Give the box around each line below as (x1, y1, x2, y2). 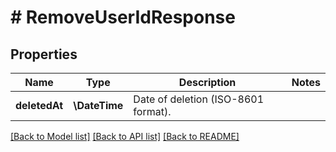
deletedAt (15, 99, 64, 112)
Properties (10, 46, 78, 63)
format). (133, 105, 172, 118)
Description (178, 76, 237, 89)
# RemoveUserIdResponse (10, 6, 236, 29)
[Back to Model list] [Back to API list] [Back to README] (10, 131, 240, 142)
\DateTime (73, 99, 124, 112)
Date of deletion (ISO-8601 (133, 92, 265, 106)
